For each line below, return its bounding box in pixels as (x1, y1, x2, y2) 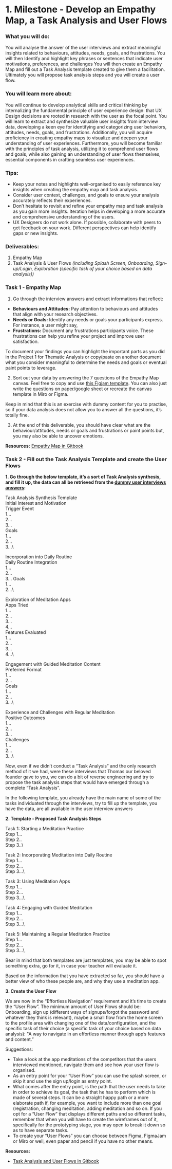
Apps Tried (5, 601, 29, 608)
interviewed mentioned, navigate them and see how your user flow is (12, 1062, 159, 1068)
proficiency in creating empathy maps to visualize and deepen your (5, 135, 148, 141)
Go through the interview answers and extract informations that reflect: (12, 296, 163, 302)
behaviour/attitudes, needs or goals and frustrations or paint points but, (12, 427, 164, 433)
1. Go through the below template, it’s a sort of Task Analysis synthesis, (5, 473, 161, 480)
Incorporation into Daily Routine (5, 554, 72, 560)
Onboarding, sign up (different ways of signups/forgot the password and (5, 1009, 159, 1015)
